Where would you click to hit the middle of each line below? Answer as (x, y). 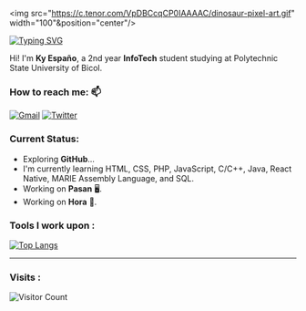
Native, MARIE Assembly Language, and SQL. (108, 178)
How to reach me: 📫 (56, 92)
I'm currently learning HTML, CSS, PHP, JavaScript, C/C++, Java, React (157, 169)
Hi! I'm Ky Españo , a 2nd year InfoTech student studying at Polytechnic (144, 58)
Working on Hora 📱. (60, 202)
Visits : (25, 277)
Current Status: (45, 139)
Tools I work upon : (52, 225)
